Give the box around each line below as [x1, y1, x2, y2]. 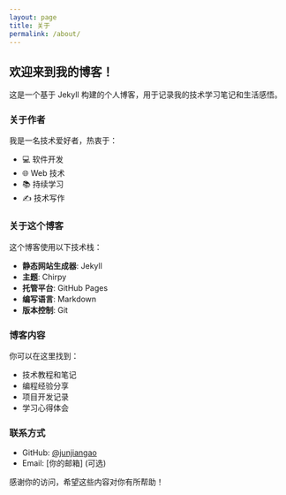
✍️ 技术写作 [21, 193, 65, 203]
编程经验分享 [21, 381, 69, 392]
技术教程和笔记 [21, 369, 77, 380]
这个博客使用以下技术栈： [9, 241, 102, 252]
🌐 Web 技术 [21, 168, 65, 179]
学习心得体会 [21, 403, 69, 414]
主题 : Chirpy [21, 271, 67, 282]
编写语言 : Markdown [21, 293, 97, 304]
